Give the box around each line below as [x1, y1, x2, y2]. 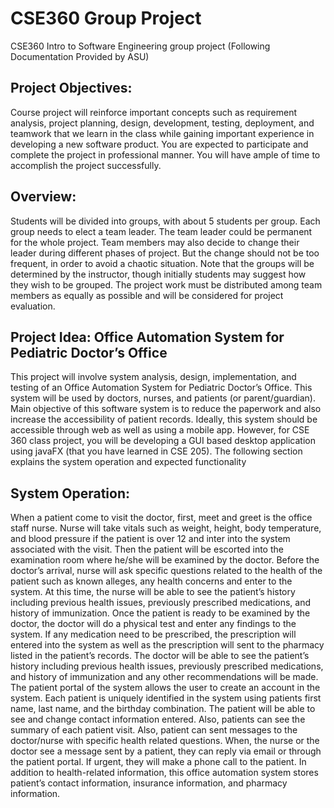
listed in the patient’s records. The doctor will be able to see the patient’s [10, 650, 310, 662]
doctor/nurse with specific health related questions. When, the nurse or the [10, 735, 320, 747]
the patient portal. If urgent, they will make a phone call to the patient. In [10, 756, 307, 768]
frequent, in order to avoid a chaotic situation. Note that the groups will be [10, 257, 315, 269]
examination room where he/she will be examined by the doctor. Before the [10, 554, 320, 566]
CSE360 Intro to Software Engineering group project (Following [10, 40, 271, 52]
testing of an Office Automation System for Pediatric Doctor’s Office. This [10, 382, 313, 394]
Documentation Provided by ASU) [10, 50, 150, 62]
